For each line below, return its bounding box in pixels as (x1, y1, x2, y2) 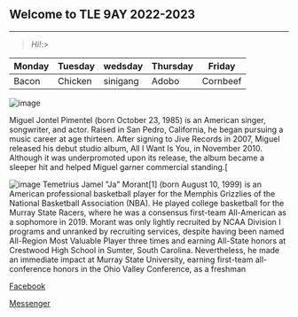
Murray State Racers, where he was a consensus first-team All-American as (9, 207, 286, 218)
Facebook (9, 281, 46, 291)
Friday (208, 59, 236, 72)
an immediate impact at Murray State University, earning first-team (9, 254, 254, 265)
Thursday (151, 59, 193, 72)
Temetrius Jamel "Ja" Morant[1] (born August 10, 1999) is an (43, 179, 262, 189)
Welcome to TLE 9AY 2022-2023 (9, 7, 196, 22)
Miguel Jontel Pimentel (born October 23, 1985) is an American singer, (9, 114, 266, 125)
